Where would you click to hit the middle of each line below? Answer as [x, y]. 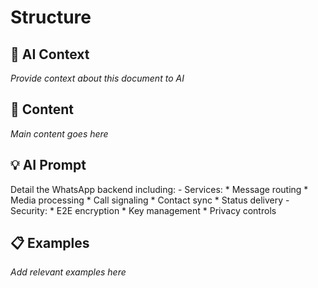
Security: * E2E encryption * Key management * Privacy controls [143, 210]
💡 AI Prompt [48, 165]
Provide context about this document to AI [97, 78]
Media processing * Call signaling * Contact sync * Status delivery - [150, 200]
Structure [51, 17]
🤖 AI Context [50, 54]
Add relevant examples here [68, 272]
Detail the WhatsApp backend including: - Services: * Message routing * [159, 189]
